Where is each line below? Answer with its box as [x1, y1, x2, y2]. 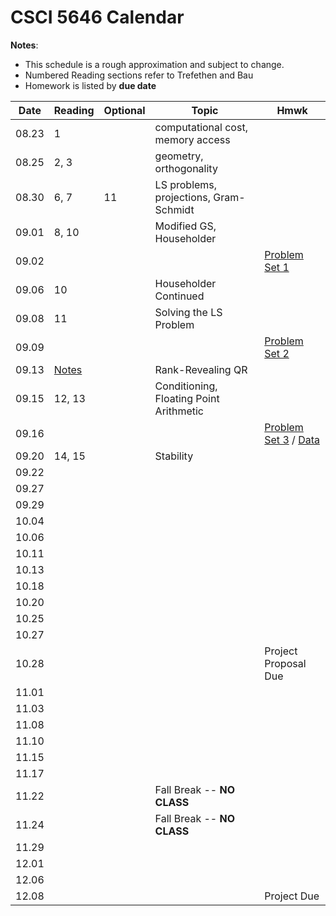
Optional [103, 103, 146, 117]
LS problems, [154, 177, 218, 191]
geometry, [154, 149, 204, 163]
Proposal [264, 656, 307, 670]
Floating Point [154, 391, 220, 405]
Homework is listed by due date [24, 79, 157, 91]
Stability [154, 449, 194, 463]
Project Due [264, 889, 320, 903]
